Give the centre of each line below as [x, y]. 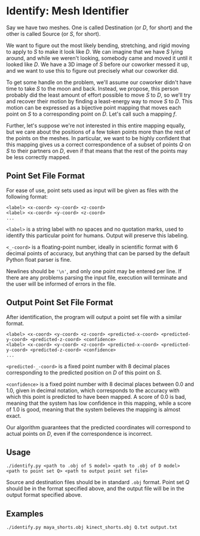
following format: [27, 196]
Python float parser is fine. [39, 259]
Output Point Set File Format [60, 303]
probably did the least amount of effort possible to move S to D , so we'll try [99, 95]
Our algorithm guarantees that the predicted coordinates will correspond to [99, 427]
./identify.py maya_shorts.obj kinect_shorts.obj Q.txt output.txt [92, 528]
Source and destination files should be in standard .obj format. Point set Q [98, 482]
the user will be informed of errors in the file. [61, 284]
